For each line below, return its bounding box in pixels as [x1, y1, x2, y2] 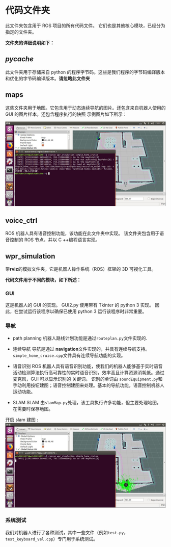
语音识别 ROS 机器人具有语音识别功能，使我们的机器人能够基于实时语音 [12, 363, 163, 369]
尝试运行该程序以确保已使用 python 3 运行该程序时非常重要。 [18, 308, 147, 315]
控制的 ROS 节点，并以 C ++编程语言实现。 [9, 237, 100, 243]
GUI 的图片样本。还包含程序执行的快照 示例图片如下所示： [5, 111, 127, 117]
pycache [5, 55, 34, 64]
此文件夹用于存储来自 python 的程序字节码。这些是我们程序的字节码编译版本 [5, 69, 165, 75]
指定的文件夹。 [5, 29, 37, 35]
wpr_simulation [5, 252, 55, 261]
